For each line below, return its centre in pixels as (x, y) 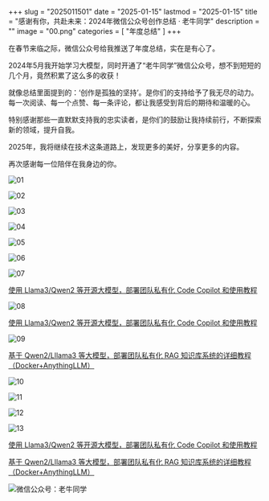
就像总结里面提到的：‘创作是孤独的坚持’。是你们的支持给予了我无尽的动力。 (133, 92)
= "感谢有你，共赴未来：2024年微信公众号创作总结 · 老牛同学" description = (134, 21)
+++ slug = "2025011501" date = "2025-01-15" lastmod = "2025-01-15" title (133, 12)
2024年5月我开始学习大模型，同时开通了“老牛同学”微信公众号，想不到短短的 (135, 65)
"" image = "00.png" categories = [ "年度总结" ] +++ (95, 31)
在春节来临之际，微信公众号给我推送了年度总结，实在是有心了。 (114, 48)
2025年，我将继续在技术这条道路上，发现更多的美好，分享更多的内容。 (126, 147)
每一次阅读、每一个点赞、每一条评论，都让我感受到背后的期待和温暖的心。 (131, 103)
